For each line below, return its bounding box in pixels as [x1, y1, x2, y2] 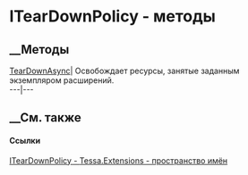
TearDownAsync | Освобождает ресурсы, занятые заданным [9, 65, 240, 76]
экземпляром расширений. [9, 75, 115, 86]
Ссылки [9, 135, 41, 146]
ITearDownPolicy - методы [9, 6, 217, 27]
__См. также [9, 110, 82, 126]
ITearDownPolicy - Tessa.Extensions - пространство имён [9, 154, 228, 166]
